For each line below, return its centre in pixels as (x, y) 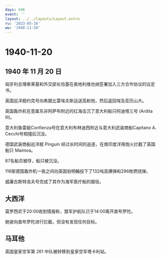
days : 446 (15, 10)
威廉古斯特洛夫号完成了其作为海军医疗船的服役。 (54, 181)
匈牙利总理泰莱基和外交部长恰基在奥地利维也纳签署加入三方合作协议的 (76, 84)
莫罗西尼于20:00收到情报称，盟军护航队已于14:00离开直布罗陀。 (70, 211)
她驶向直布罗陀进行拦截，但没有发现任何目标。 (52, 222)
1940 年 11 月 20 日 (34, 71)
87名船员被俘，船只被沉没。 (34, 161)
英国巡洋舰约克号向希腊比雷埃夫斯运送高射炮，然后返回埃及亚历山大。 (76, 101)
